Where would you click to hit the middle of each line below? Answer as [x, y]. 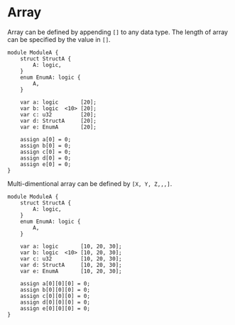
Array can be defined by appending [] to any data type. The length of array [118, 32]
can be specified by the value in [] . [59, 39]
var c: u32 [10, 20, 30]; [71, 259]
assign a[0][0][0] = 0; [55, 283]
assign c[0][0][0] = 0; [55, 296]
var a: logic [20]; [59, 102]
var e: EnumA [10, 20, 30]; [71, 271]
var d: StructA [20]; [59, 121]
